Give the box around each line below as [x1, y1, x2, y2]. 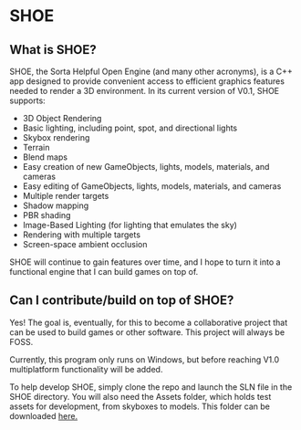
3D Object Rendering [22, 113, 102, 123]
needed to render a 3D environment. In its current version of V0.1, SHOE [9, 86, 280, 96]
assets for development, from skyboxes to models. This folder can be [9, 401, 271, 412]
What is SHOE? [9, 42, 98, 58]
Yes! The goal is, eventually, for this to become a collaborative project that [9, 317, 288, 328]
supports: [9, 95, 46, 106]
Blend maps [22, 152, 68, 163]
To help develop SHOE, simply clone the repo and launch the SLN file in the [9, 381, 293, 393]
